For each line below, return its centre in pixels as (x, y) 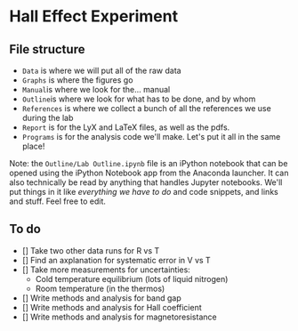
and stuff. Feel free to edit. (58, 201)
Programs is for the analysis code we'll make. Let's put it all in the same (151, 137)
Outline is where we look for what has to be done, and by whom (139, 99)
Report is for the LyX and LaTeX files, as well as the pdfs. (126, 127)
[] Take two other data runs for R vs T (91, 250)
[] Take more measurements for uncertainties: (106, 270)
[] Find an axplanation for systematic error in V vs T (116, 260)
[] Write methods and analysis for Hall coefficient (112, 307)
